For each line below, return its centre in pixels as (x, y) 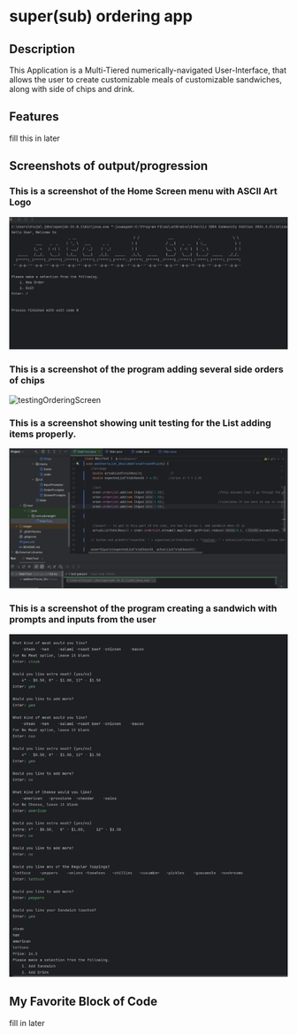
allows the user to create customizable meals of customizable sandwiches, (146, 80)
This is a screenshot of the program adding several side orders (147, 369)
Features (34, 117)
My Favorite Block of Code (83, 1002)
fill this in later (34, 138)
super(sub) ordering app (101, 16)
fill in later (27, 1023)
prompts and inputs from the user (83, 620)
